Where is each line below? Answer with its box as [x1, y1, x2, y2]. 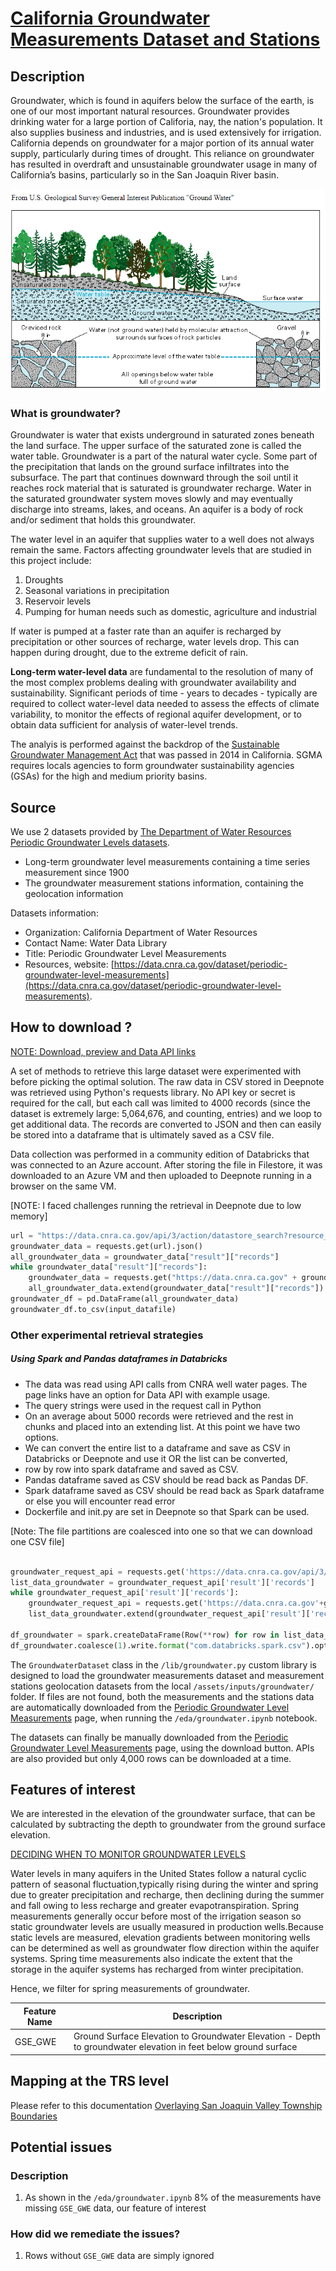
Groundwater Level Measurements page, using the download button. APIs [10, 1742, 315, 1754]
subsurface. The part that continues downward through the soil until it [10, 472, 299, 484]
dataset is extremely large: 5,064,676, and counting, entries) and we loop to [10, 1107, 323, 1119]
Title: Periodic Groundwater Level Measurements [24, 948, 227, 960]
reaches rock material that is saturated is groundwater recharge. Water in [10, 482, 312, 494]
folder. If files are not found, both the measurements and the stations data [10, 1690, 315, 1702]
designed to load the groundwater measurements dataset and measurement [10, 1669, 325, 1681]
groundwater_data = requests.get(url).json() [10, 1241, 203, 1251]
